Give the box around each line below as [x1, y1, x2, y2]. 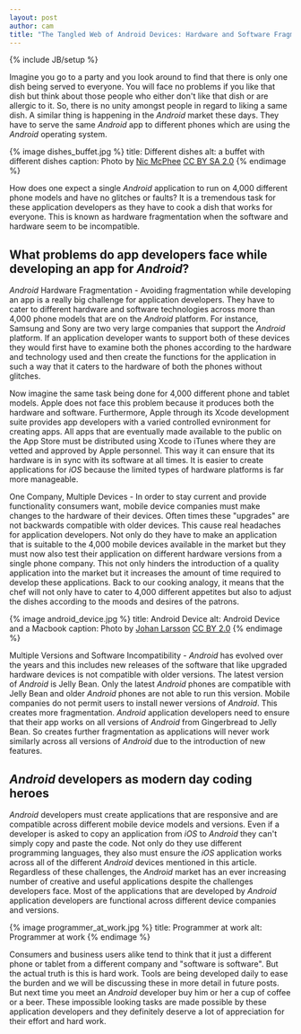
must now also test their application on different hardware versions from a [9, 548, 282, 559]
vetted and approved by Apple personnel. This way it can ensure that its [9, 445, 275, 456]
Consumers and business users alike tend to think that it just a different [9, 949, 271, 960]
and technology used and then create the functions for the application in [9, 352, 277, 363]
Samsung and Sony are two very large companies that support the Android [9, 323, 286, 334]
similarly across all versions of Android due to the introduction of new [9, 736, 266, 747]
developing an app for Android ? [9, 261, 190, 276]
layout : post [9, 13, 58, 22]
